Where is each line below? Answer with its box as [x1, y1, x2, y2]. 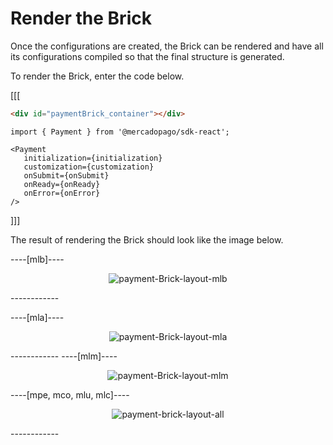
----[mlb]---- [10, 253, 65, 265]
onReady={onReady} [23, 179, 101, 189]
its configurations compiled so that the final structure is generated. [10, 50, 285, 62]
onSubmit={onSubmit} [23, 170, 110, 181]
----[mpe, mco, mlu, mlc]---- [10, 388, 130, 401]
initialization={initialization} [23, 153, 163, 163]
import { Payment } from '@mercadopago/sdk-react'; [10, 127, 230, 137]
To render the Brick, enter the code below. [10, 70, 185, 82]
